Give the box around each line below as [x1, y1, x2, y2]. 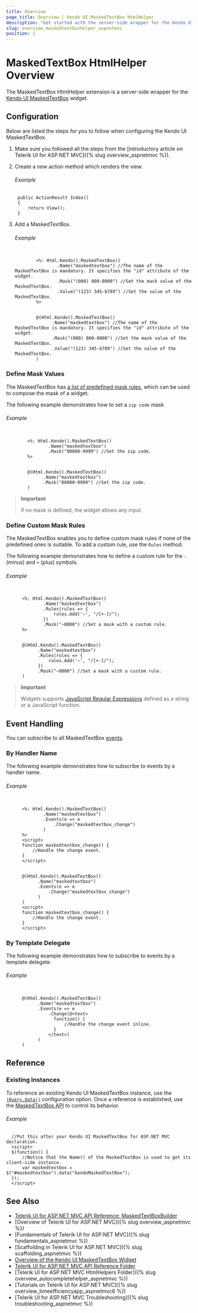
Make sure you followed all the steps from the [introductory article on [14, 145, 183, 152]
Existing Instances [6, 1076, 61, 1084]
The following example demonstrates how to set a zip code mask [6, 401, 164, 408]
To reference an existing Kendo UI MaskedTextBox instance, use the [6, 1089, 172, 1096]
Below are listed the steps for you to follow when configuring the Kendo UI [6, 127, 187, 134]
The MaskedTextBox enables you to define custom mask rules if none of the [6, 535, 192, 542]
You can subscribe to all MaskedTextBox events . [6, 734, 124, 741]
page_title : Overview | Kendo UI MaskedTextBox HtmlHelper [6, 14, 154, 20]
